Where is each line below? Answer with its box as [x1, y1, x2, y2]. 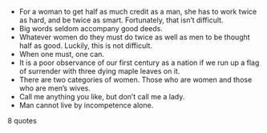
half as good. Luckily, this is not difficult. [18, 41, 153, 50]
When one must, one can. [18, 50, 105, 58]
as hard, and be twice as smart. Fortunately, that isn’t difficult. [18, 15, 224, 25]
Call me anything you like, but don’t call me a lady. [18, 92, 185, 101]
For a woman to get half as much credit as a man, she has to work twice [18, 7, 257, 16]
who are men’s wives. [18, 83, 91, 93]
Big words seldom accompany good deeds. [18, 24, 164, 33]
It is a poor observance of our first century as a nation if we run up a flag [18, 58, 260, 67]
